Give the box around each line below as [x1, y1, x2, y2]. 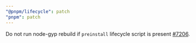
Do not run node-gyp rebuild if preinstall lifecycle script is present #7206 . [5, 30, 190, 37]
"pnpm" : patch [5, 14, 41, 20]
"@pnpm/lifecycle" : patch [5, 8, 70, 15]
